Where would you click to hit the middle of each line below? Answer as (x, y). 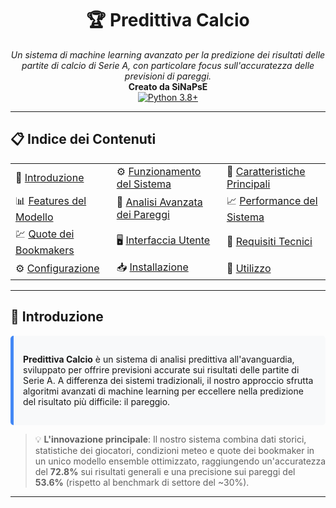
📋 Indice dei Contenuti (83, 139)
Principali (248, 184)
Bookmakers (45, 250)
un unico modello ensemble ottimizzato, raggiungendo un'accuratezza (180, 461)
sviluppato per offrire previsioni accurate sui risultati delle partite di (161, 369)
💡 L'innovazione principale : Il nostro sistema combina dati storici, (170, 439)
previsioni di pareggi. (168, 76)
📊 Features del (51, 200)
